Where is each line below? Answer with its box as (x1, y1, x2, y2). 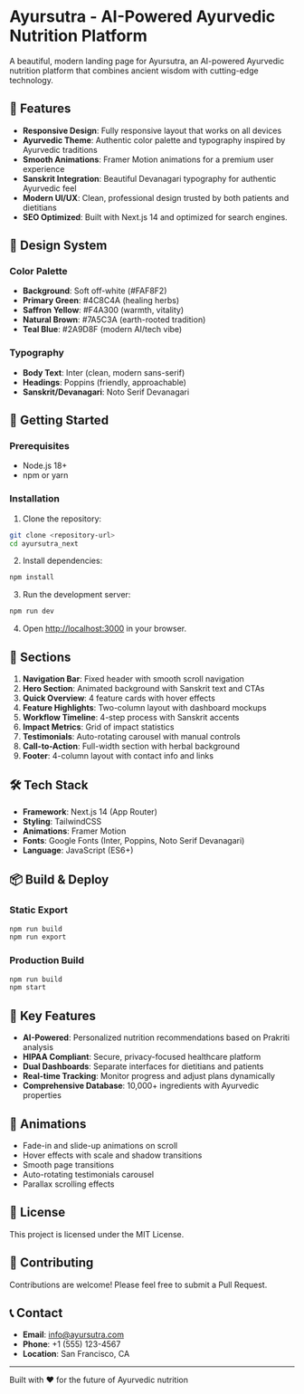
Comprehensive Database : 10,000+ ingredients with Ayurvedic (22, 1080, 260, 1092)
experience (22, 163, 65, 174)
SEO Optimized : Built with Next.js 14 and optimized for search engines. (22, 211, 288, 223)
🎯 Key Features (9, 1007, 97, 1024)
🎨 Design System (9, 238, 108, 253)
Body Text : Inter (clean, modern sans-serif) (22, 367, 185, 377)
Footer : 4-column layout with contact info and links (22, 750, 214, 761)
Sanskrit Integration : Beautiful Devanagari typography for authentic (22, 173, 277, 184)
